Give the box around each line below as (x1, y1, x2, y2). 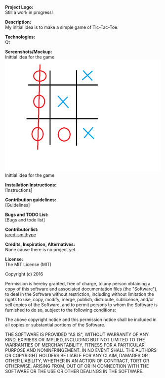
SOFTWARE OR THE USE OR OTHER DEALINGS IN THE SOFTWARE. (5, 369, 144, 375)
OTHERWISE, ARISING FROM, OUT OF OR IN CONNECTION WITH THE (5, 363, 149, 369)
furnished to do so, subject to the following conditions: (5, 307, 116, 313)
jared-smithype (5, 232, 36, 238)
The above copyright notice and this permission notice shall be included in (5, 317, 157, 323)
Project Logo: (5, 4, 34, 10)
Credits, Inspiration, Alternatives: (5, 241, 75, 247)
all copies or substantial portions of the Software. (5, 322, 105, 328)
